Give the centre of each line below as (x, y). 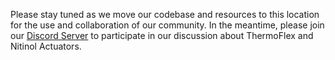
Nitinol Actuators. (46, 46)
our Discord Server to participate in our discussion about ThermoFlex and (162, 35)
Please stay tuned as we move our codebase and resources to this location (165, 14)
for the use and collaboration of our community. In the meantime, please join (167, 25)
